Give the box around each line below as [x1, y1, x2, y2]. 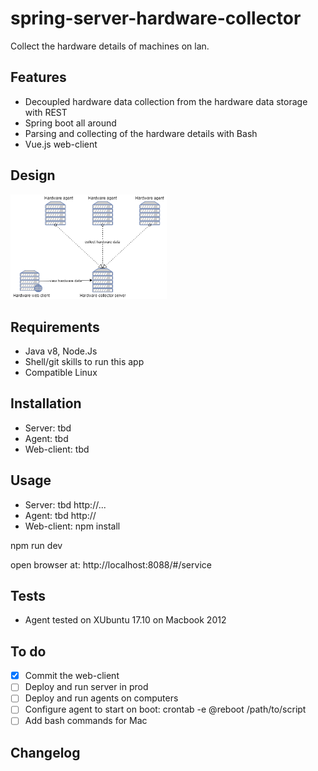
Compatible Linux [24, 366, 98, 378]
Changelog [10, 744, 81, 761]
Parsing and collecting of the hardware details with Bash [24, 127, 258, 139]
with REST [24, 106, 68, 118]
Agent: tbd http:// [24, 509, 97, 521]
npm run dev [10, 539, 63, 551]
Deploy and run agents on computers [24, 692, 179, 704]
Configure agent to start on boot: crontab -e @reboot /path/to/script [24, 703, 307, 716]
